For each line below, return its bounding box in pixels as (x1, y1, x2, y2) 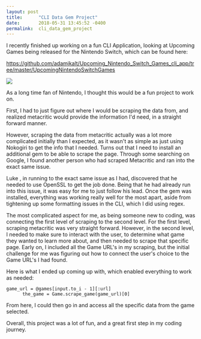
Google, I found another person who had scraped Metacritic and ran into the (6, 157, 195, 164)
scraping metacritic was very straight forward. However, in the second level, (6, 225, 195, 232)
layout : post (6, 8, 39, 15)
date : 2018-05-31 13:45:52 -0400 (6, 20, 106, 26)
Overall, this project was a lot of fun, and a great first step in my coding (6, 320, 182, 327)
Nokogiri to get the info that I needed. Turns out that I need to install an (6, 144, 181, 152)
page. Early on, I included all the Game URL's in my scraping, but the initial (6, 244, 190, 251)
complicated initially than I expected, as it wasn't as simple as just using (6, 138, 184, 145)
